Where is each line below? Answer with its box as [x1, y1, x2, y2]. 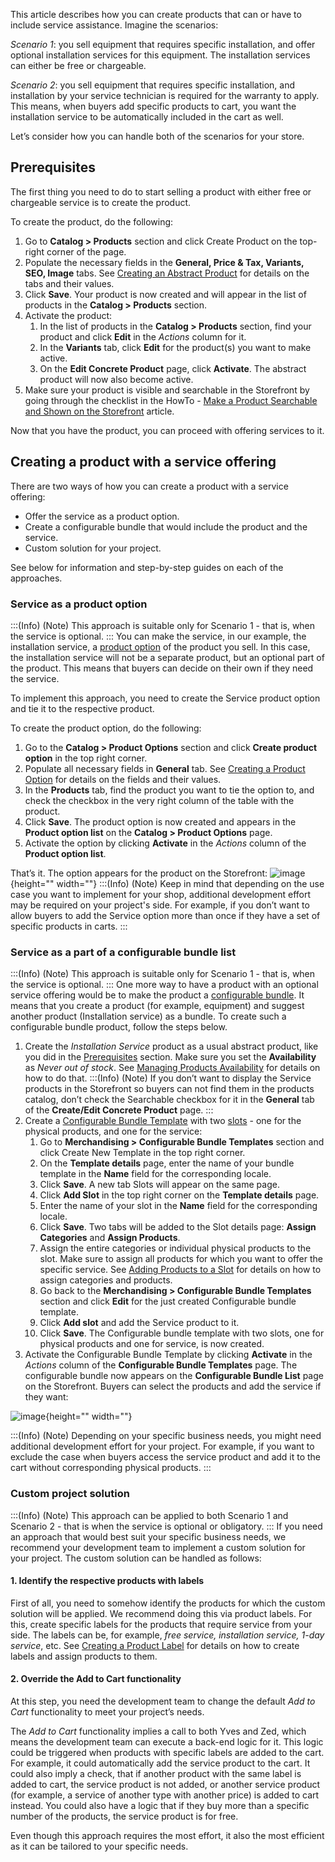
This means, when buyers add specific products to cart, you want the [10, 100, 297, 112]
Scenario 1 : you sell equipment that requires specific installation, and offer [10, 39, 316, 50]
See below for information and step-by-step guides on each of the [10, 561, 284, 573]
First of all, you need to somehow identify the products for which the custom [10, 1597, 326, 1609]
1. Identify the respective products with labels [10, 1575, 205, 1587]
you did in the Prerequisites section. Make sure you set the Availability [24, 1051, 317, 1063]
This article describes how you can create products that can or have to [10, 9, 302, 20]
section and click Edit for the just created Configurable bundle [39, 1295, 297, 1308]
